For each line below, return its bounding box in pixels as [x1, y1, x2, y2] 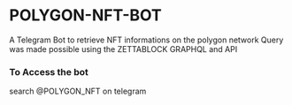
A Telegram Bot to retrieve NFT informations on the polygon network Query [9, 34, 284, 45]
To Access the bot [9, 65, 88, 78]
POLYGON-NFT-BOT [9, 5, 162, 26]
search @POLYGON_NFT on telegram [9, 86, 147, 97]
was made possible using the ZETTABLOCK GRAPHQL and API [9, 43, 238, 54]
